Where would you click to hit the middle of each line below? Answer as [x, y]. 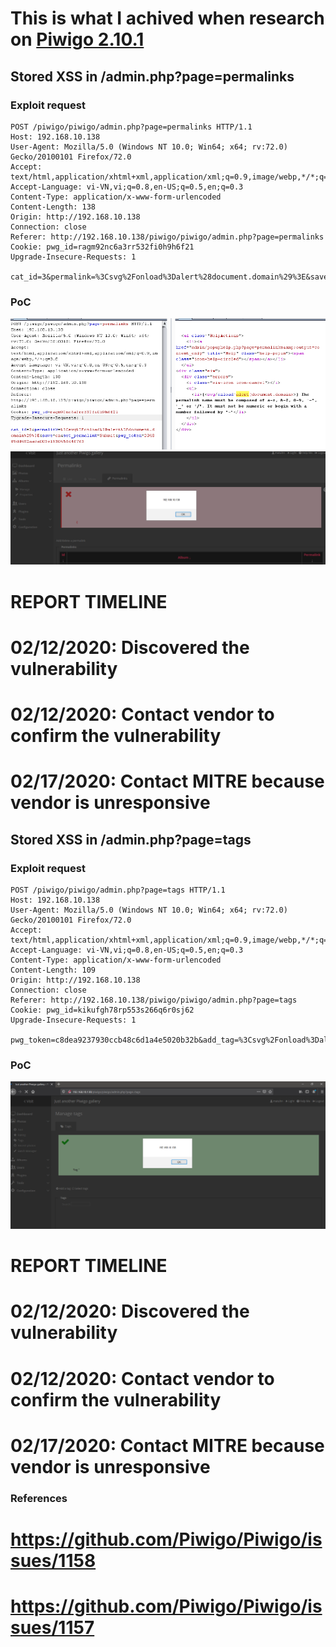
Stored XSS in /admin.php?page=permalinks [152, 76]
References [39, 1498]
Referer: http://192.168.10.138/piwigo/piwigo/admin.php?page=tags [154, 1000]
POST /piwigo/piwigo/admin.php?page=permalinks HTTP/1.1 [131, 127]
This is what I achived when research [167, 18]
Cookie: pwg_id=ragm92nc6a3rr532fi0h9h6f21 [102, 247]
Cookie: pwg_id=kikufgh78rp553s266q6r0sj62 [102, 1010]
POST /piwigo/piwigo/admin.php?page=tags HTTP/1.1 [118, 890]
